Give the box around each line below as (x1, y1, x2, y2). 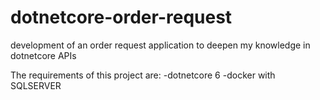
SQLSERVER (10, 79, 62, 91)
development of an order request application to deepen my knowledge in (10, 39, 311, 51)
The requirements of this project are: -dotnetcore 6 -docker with (10, 69, 276, 81)
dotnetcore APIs (10, 49, 77, 61)
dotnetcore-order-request (10, 6, 233, 29)
